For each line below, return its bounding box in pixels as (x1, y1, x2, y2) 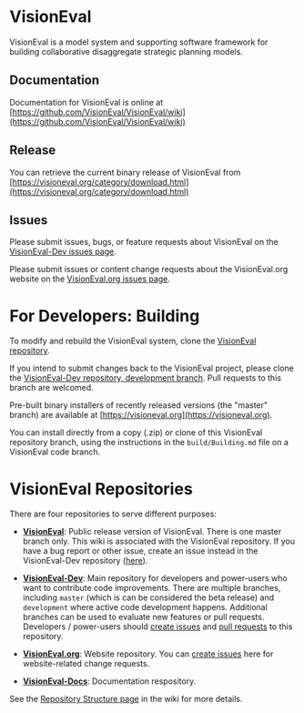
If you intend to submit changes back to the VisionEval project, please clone (9, 362, 294, 374)
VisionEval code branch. (9, 446, 101, 457)
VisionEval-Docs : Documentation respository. (22, 676, 197, 687)
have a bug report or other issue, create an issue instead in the (22, 545, 258, 556)
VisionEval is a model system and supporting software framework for (9, 36, 269, 47)
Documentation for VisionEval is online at (9, 97, 164, 107)
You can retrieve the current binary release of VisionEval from (9, 167, 241, 178)
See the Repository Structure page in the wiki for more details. (9, 694, 243, 705)
